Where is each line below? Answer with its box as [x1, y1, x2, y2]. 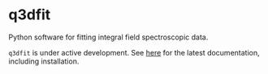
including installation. [8, 56, 80, 66]
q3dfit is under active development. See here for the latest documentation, [8, 47, 260, 57]
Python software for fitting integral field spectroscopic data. [8, 32, 209, 42]
